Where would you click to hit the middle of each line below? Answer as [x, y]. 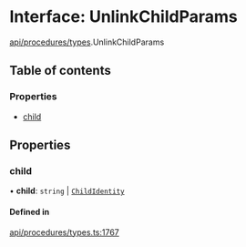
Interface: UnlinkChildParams [124, 17]
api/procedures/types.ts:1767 [65, 232]
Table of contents [60, 71]
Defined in [30, 211]
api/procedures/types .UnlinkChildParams [87, 42]
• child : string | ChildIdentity [67, 191]
